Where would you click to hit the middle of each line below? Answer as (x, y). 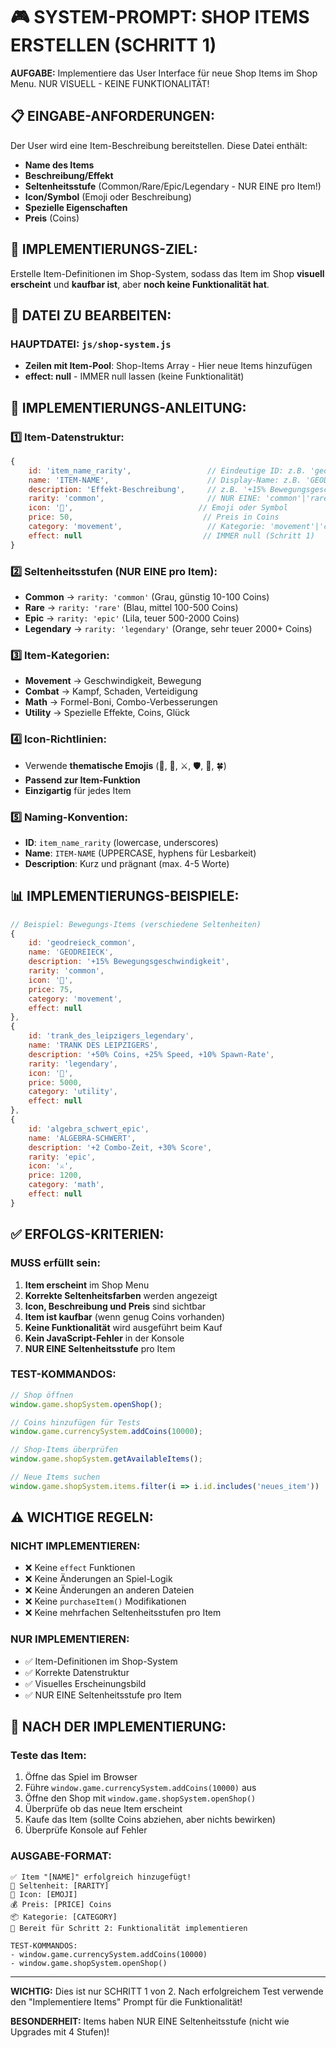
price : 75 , (51, 989)
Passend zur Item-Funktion (82, 780)
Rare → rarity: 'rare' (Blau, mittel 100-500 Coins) (131, 607)
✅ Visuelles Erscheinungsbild (85, 1683)
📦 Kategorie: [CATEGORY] (64, 1917)
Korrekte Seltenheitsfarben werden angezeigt (121, 1295)
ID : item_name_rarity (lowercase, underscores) (121, 842)
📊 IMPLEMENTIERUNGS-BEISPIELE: (125, 896)
